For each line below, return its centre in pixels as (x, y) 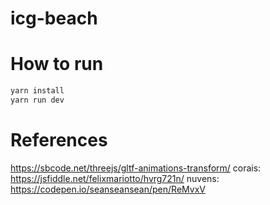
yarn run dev (37, 100)
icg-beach (54, 18)
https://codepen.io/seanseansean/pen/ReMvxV (108, 189)
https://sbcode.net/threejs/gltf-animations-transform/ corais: (136, 168)
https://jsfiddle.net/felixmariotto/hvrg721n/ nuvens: (115, 178)
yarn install (37, 91)
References (59, 140)
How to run (57, 64)
